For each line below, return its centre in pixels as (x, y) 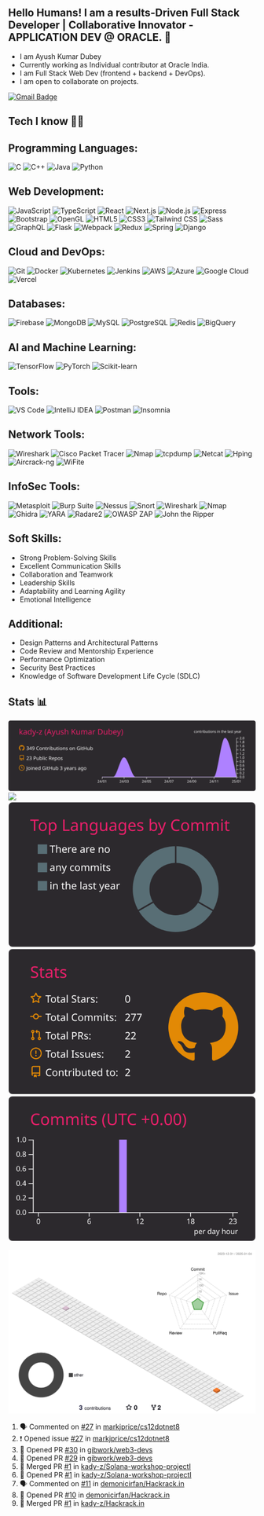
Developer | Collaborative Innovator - (101, 26)
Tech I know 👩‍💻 (46, 121)
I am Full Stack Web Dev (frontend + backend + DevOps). (112, 73)
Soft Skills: (35, 538)
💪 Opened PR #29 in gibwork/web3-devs (86, 1458)
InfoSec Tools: (44, 487)
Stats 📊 (28, 702)
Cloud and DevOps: (57, 252)
